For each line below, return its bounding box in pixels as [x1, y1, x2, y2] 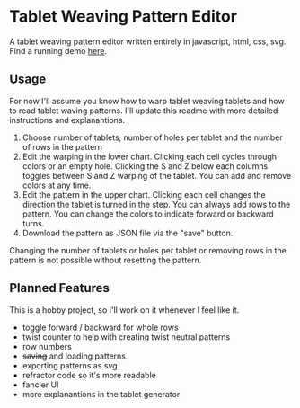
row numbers [22, 341, 72, 351]
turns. [22, 217, 45, 228]
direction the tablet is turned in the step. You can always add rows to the [22, 199, 291, 209]
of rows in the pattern [22, 141, 103, 152]
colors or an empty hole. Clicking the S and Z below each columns [22, 160, 269, 172]
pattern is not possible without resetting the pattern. [9, 254, 202, 265]
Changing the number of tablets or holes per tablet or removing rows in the [9, 244, 287, 255]
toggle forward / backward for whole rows [22, 322, 179, 333]
